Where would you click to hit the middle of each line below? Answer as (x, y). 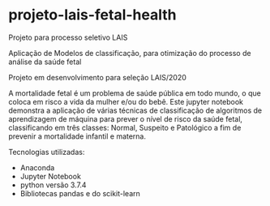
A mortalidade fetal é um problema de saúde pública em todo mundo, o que (135, 93)
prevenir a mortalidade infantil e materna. (77, 136)
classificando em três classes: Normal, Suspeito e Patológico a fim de (125, 127)
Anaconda (37, 167)
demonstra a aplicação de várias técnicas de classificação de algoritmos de (135, 110)
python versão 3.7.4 (53, 185)
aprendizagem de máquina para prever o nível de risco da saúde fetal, (126, 118)
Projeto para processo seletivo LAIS (68, 37)
